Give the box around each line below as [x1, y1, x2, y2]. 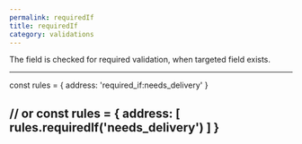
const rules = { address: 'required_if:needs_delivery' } [9, 80, 209, 90]
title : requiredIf [9, 21, 78, 30]
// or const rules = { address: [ [9, 106, 181, 121]
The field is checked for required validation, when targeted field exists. [9, 55, 271, 65]
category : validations [9, 30, 94, 38]
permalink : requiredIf [9, 13, 94, 22]
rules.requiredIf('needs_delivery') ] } [9, 120, 220, 135]
